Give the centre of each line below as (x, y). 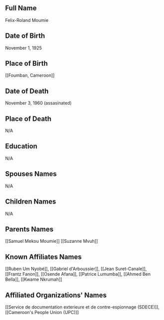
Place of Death (28, 119)
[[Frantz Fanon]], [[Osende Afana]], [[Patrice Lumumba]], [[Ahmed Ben (78, 274)
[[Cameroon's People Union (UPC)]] (42, 312)
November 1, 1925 (24, 48)
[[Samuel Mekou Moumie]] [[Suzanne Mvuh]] (52, 241)
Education (21, 146)
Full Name (21, 8)
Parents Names (29, 229)
